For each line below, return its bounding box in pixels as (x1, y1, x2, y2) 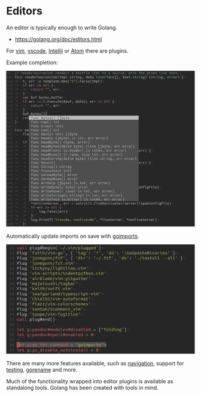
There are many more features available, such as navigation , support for (6, 359, 184, 366)
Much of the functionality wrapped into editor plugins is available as (6, 377, 173, 384)
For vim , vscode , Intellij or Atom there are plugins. (6, 47, 129, 54)
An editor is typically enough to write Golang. (6, 24, 118, 31)
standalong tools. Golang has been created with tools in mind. (6, 384, 159, 391)
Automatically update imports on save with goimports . (6, 232, 139, 240)
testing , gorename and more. (6, 366, 78, 373)
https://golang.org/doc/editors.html (14, 35, 102, 43)
